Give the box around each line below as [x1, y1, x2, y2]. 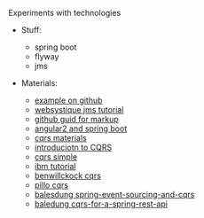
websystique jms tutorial [34, 105, 124, 114]
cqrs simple [34, 152, 77, 162]
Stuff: [20, 25, 42, 35]
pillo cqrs [34, 180, 68, 190]
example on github [34, 95, 103, 105]
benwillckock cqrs [34, 170, 101, 181]
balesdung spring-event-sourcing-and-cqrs [34, 190, 195, 199]
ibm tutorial [34, 161, 76, 171]
